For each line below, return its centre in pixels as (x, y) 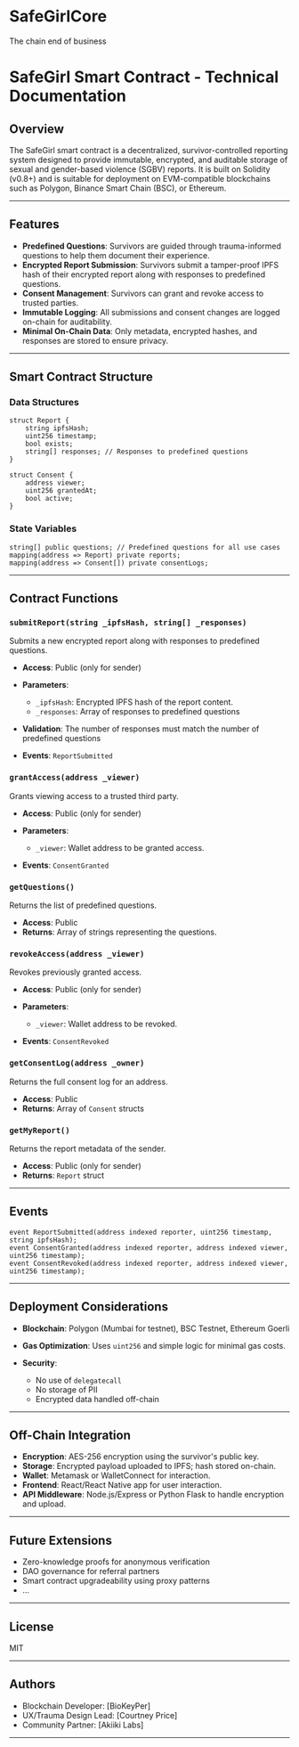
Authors (32, 1684)
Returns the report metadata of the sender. (88, 1148)
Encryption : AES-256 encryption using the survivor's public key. (141, 1457)
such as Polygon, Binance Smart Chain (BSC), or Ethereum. (118, 188)
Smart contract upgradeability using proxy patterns (116, 1581)
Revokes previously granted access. (76, 972)
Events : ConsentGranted (65, 865)
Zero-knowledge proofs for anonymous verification (116, 1562)
